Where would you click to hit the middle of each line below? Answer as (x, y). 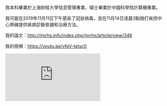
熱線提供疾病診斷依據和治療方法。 (45, 25)
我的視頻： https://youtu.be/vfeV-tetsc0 (46, 46)
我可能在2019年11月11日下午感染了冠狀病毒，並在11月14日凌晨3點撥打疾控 (81, 18)
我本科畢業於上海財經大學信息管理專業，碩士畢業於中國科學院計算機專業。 (83, 7)
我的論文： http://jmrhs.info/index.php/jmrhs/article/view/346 (69, 35)
